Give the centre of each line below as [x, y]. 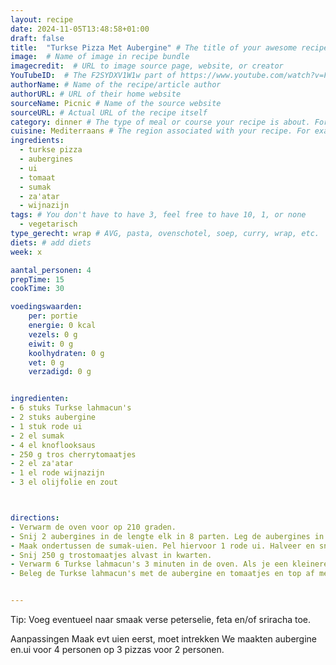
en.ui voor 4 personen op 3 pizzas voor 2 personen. [117, 649]
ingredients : [37, 141]
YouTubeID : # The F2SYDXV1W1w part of [93, 76]
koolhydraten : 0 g [66, 353]
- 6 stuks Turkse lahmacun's [71, 408]
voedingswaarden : [46, 307]
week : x [26, 252]
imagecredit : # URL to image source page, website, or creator [147, 66]
